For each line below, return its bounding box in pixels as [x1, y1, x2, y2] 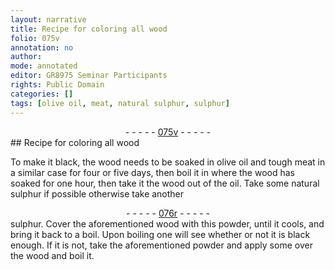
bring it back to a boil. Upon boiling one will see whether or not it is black [10, 228, 311, 240]
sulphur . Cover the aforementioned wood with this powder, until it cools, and [10, 217, 325, 230]
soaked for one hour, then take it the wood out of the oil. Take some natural [10, 177, 320, 189]
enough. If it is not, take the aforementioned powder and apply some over [10, 239, 313, 251]
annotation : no [10, 42, 74, 53]
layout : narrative [10, 14, 87, 25]
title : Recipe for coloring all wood [10, 24, 168, 34]
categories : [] [10, 89, 74, 99]
